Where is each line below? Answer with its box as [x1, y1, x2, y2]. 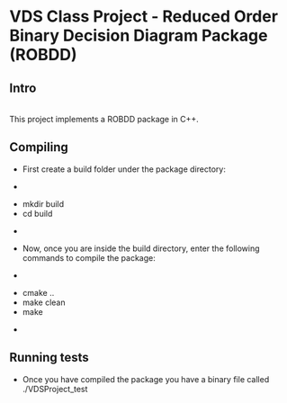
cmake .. [22, 287, 55, 298]
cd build [22, 208, 53, 219]
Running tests [9, 350, 90, 365]
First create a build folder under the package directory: [22, 164, 227, 175]
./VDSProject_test [22, 383, 88, 394]
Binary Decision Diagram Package [9, 25, 268, 46]
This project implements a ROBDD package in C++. [9, 114, 200, 124]
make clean [22, 297, 66, 308]
